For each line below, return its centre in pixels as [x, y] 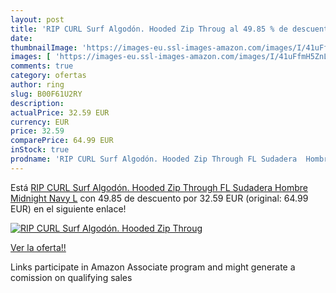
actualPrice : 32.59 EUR [60, 112]
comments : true [42, 66]
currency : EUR [40, 122]
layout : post [37, 19]
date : [21, 38]
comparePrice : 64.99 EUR [62, 141]
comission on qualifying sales [71, 277]
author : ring [37, 85]
